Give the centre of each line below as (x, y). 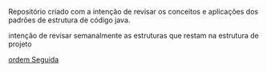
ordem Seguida (34, 60)
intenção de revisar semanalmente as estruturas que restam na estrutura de (133, 36)
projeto (20, 44)
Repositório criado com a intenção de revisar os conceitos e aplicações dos (133, 12)
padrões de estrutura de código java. (69, 20)
